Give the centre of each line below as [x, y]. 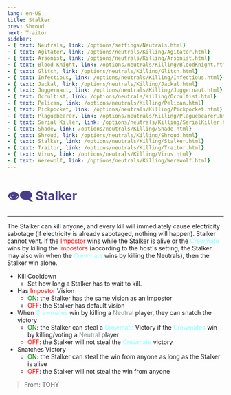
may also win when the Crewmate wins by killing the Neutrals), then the [108, 255]
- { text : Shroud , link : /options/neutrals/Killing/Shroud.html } [102, 135]
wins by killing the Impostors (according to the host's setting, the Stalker [110, 248]
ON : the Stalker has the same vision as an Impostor [100, 298]
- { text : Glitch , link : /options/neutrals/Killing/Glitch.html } [102, 71]
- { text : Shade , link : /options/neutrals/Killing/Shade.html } [100, 129]
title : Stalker [29, 20]
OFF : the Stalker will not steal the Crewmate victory [100, 342]
